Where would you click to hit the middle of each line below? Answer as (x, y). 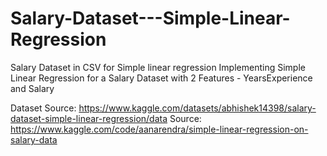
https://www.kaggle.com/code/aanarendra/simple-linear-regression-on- (159, 129)
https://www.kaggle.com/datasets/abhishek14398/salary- (197, 108)
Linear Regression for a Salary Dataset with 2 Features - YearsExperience (161, 78)
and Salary (32, 88)
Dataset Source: (43, 108)
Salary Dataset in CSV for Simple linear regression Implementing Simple (158, 67)
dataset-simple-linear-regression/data (89, 118)
